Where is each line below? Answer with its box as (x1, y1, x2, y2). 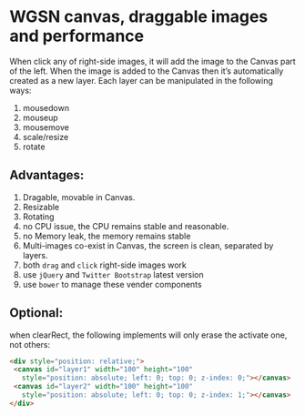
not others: (9, 339, 51, 350)
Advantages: (9, 167, 85, 183)
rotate (22, 141, 46, 152)
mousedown (22, 102, 70, 113)
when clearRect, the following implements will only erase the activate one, (9, 330, 288, 340)
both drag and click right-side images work (22, 259, 187, 270)
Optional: (9, 305, 64, 320)
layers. (22, 249, 48, 260)
